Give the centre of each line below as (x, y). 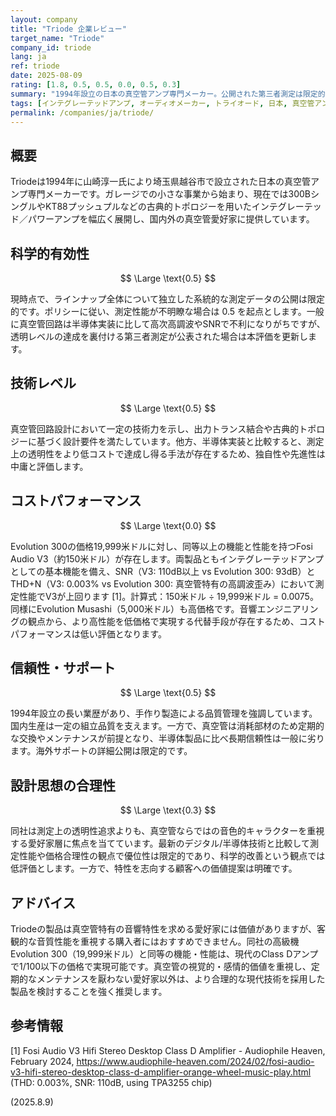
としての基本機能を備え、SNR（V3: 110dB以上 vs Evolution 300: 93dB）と (163, 571)
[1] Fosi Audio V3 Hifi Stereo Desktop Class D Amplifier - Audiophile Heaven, (168, 1050)
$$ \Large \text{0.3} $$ (168, 810)
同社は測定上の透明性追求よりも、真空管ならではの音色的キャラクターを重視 (167, 831)
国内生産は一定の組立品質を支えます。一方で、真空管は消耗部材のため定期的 (167, 726)
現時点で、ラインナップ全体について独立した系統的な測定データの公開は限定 (168, 299)
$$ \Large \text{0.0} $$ (168, 525)
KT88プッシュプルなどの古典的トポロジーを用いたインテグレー (174, 207)
